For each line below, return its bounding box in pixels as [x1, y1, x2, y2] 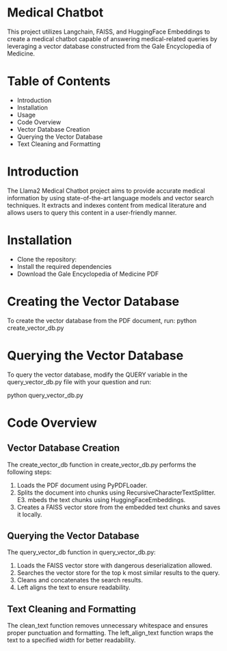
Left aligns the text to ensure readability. [16, 583, 131, 591]
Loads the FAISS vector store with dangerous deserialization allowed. [16, 561, 213, 570]
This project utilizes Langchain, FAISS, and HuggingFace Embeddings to [7, 27, 211, 36]
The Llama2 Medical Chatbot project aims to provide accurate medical [7, 187, 205, 195]
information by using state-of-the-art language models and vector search [7, 193, 214, 202]
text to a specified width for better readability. [7, 636, 136, 644]
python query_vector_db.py [7, 391, 83, 399]
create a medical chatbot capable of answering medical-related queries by [7, 34, 217, 43]
